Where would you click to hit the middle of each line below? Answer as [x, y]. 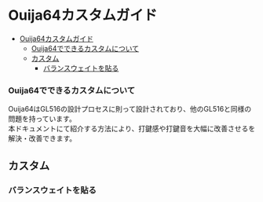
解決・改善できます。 [42, 138]
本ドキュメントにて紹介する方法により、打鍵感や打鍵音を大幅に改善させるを [132, 129]
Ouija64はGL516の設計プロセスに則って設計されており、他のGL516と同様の [130, 109]
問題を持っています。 [42, 119]
